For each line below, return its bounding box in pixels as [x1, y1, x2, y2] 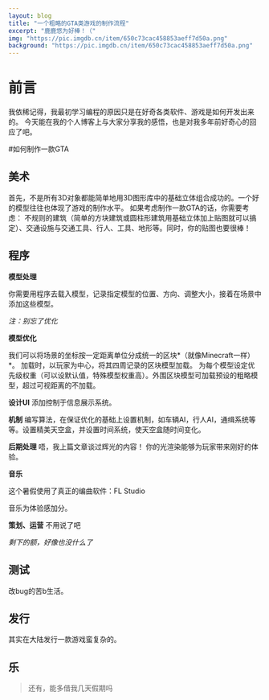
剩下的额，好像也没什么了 [8, 537, 93, 547]
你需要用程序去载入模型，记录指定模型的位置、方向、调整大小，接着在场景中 [8, 289, 262, 299]
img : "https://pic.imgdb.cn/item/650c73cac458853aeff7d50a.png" [8, 34, 228, 43]
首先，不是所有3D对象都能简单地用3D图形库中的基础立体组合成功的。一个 [8, 192, 253, 202]
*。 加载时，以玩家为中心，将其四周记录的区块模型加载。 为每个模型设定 [8, 360, 248, 370]
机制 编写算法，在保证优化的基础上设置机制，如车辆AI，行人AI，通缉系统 [8, 414, 249, 424]
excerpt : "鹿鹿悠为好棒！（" [8, 27, 96, 35]
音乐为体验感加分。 [8, 503, 72, 513]
